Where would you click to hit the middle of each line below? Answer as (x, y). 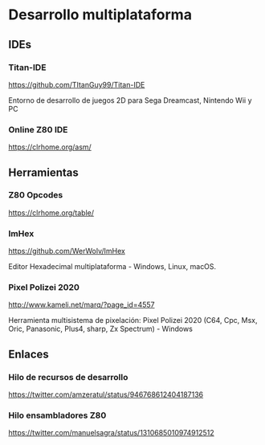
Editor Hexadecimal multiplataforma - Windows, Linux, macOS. (112, 267)
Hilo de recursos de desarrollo (68, 377)
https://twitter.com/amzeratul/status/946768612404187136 (106, 394)
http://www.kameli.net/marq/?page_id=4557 (82, 305)
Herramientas (43, 172)
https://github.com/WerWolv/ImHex (67, 251)
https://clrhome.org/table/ (51, 212)
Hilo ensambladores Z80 (57, 415)
